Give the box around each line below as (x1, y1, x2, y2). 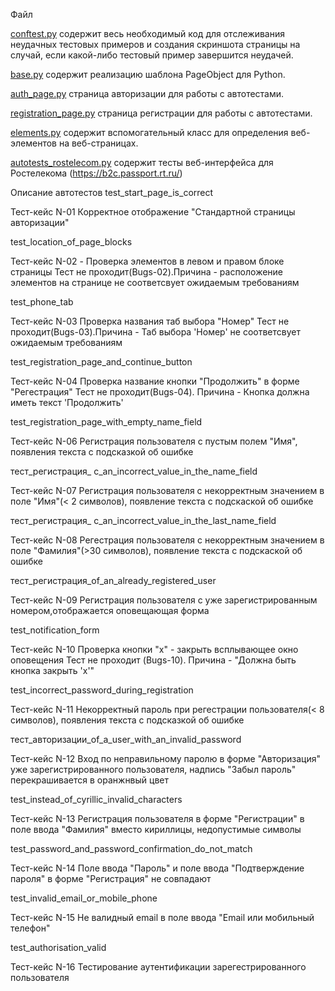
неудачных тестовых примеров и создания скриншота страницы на (10, 39, 301, 50)
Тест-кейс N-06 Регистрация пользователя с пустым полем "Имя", (10, 435, 298, 447)
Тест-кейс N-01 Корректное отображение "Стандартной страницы (10, 206, 296, 218)
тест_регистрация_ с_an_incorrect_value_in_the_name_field (10, 465, 258, 477)
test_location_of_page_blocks (10, 236, 133, 248)
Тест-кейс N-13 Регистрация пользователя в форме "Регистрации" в (10, 813, 305, 824)
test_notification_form (10, 624, 100, 636)
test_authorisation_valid (10, 942, 107, 953)
